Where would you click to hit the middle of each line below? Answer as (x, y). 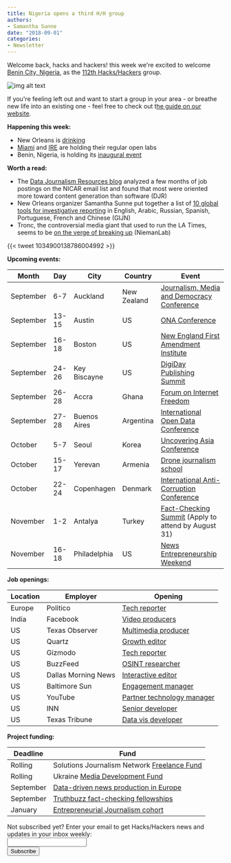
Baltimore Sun (69, 686)
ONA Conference (188, 320)
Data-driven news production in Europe (117, 787)
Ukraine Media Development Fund (108, 776)
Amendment (180, 344)
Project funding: (31, 737)
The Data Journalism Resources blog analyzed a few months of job (112, 181)
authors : (20, 20)
